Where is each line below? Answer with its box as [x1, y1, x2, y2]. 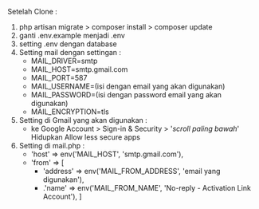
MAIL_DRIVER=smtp [30, 56, 98, 65]
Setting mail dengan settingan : [18, 48, 121, 57]
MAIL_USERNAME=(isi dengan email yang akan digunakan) [30, 81, 226, 91]
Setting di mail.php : [18, 141, 85, 150]
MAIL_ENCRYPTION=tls [30, 107, 109, 116]
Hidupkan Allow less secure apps [30, 132, 141, 142]
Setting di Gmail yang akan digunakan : [18, 116, 148, 124]
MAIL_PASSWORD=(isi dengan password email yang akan [30, 90, 222, 99]
